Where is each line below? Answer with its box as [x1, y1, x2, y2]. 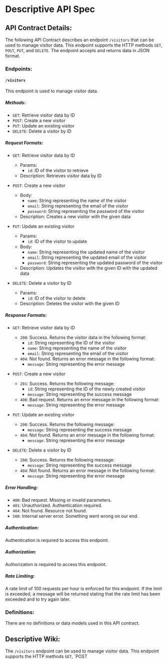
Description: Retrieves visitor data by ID [20, 173, 102, 179]
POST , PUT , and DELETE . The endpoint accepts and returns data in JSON [5, 48, 150, 53]
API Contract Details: [5, 24, 72, 32]
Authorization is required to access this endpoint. [5, 561, 107, 567]
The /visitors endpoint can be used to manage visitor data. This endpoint [5, 648, 159, 654]
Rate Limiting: [5, 573, 35, 579]
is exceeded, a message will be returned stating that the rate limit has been [5, 591, 160, 597]
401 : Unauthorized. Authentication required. [12, 502, 103, 508]
